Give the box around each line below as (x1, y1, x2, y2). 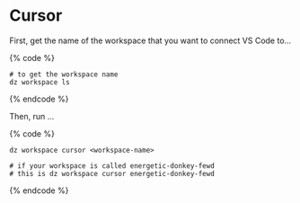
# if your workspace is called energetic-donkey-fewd (9, 161, 216, 171)
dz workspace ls (9, 77, 70, 86)
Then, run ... (9, 110, 55, 121)
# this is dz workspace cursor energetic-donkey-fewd (9, 169, 216, 178)
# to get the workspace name (9, 69, 119, 79)
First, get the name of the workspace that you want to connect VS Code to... (9, 35, 292, 46)
